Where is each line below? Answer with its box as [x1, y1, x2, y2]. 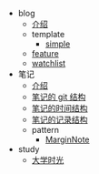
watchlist [31, 58, 66, 68]
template [31, 29, 65, 39]
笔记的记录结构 [31, 114, 88, 125]
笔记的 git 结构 [31, 91, 86, 102]
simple [45, 38, 71, 49]
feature [31, 48, 59, 58]
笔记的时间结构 [31, 103, 88, 113]
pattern [31, 125, 60, 135]
